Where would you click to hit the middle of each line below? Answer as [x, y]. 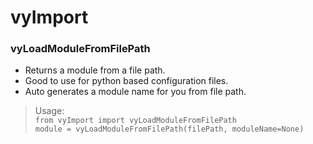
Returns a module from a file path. [95, 70]
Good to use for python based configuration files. [126, 81]
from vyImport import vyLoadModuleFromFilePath [135, 121]
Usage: [49, 111]
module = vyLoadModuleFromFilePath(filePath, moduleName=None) [169, 129]
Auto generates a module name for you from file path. [135, 92]
